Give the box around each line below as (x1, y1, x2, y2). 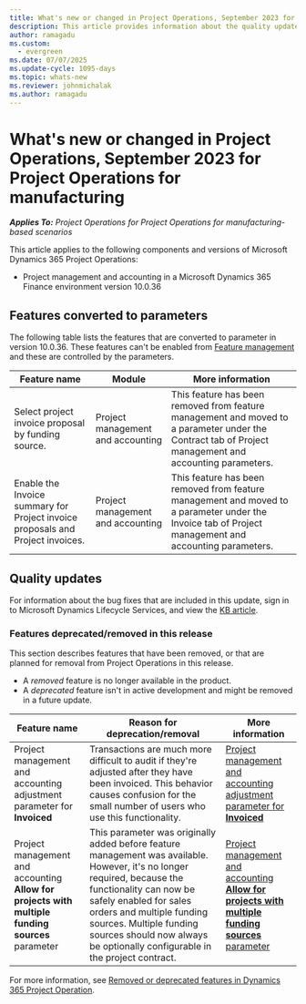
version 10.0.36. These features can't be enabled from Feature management (9, 342, 295, 353)
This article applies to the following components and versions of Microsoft (9, 244, 289, 255)
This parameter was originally (89, 826, 217, 839)
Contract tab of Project (171, 434, 270, 446)
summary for (14, 500, 69, 513)
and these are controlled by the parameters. (9, 352, 175, 363)
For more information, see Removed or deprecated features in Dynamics (9, 975, 280, 986)
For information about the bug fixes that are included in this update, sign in (9, 595, 290, 606)
